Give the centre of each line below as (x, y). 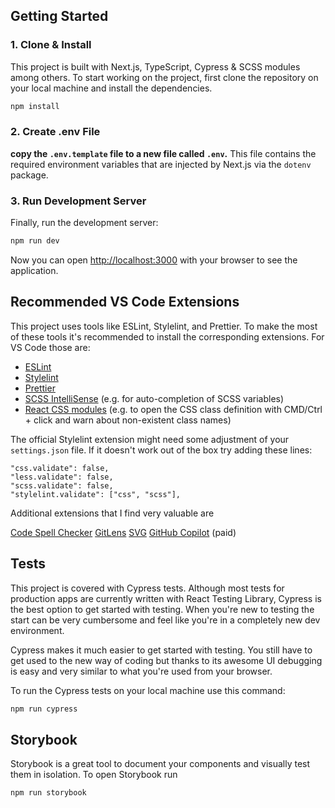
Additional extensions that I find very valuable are (112, 513)
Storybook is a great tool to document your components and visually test (160, 764)
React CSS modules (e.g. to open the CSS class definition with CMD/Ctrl (173, 409)
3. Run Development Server (78, 201)
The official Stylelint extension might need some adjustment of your (150, 439)
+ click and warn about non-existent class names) (128, 420)
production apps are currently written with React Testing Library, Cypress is (166, 598)
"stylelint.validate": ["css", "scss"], (96, 494)
